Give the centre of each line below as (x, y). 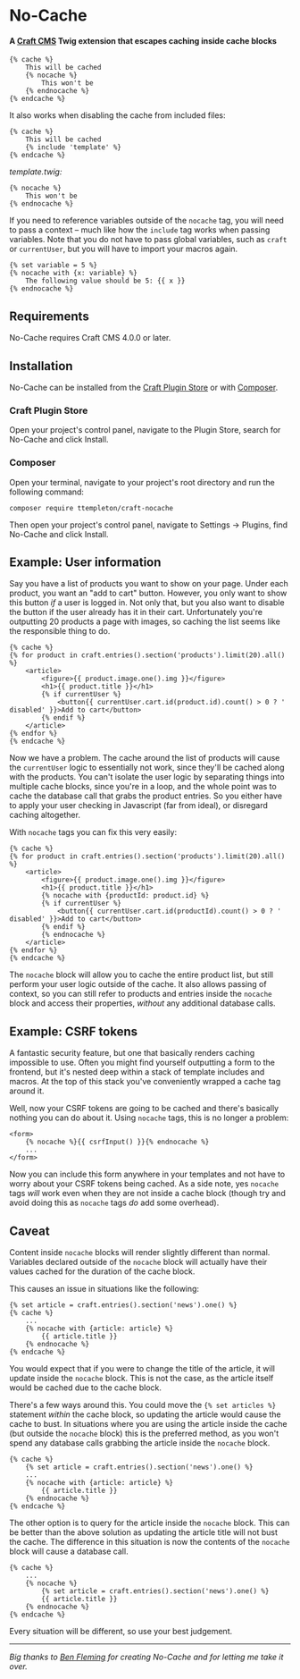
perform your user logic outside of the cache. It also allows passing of (138, 984)
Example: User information (85, 562)
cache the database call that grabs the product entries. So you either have (146, 796)
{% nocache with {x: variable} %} (74, 274)
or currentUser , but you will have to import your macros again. (124, 249)
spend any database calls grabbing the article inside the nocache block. (140, 1443)
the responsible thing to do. (60, 631)
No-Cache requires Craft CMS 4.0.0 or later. (90, 338)
